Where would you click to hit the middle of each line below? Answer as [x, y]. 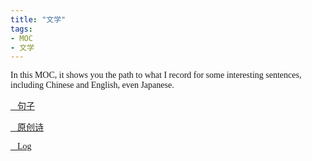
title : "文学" [38, 19]
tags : [21, 29]
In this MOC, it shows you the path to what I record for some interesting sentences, [156, 75]
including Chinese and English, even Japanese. [92, 85]
